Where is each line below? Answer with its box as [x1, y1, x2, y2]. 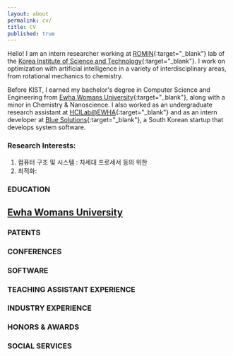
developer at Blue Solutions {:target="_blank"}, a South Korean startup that [7, 116, 224, 124]
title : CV [7, 23, 37, 30]
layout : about [7, 10, 49, 18]
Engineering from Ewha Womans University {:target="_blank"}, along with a [7, 93, 226, 102]
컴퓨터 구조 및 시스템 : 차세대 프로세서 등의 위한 [17, 158, 148, 166]
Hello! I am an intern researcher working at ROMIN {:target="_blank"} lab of [7, 49, 225, 58]
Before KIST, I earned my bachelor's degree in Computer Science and [7, 85, 210, 94]
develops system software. [7, 123, 86, 131]
